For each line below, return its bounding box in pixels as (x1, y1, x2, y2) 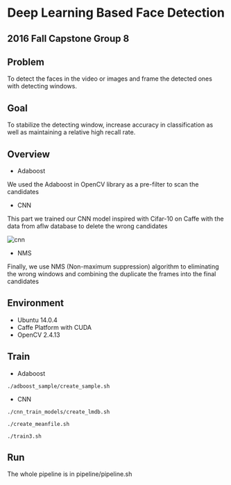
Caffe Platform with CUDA (17, 323, 92, 331)
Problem (7, 56, 45, 67)
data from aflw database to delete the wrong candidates (7, 222, 168, 230)
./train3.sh (7, 433, 42, 440)
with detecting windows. (7, 82, 78, 90)
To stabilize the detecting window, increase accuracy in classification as (7, 120, 214, 129)
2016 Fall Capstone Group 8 (7, 33, 130, 45)
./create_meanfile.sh (7, 420, 70, 427)
